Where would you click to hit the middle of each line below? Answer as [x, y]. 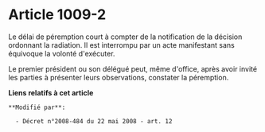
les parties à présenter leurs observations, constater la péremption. [119, 77]
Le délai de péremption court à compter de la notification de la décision [125, 37]
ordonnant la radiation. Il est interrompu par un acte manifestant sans [121, 45]
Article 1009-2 [57, 15]
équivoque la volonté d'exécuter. [62, 53]
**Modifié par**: [37, 107]
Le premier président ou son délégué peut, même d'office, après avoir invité [132, 68]
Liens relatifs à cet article [51, 92]
